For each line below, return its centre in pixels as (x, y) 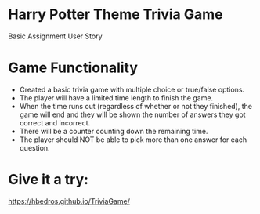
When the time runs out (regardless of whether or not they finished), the (136, 106)
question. (34, 147)
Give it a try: (48, 180)
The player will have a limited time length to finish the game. (116, 98)
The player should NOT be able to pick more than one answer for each (133, 140)
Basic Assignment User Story (55, 36)
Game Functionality (73, 68)
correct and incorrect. (55, 122)
